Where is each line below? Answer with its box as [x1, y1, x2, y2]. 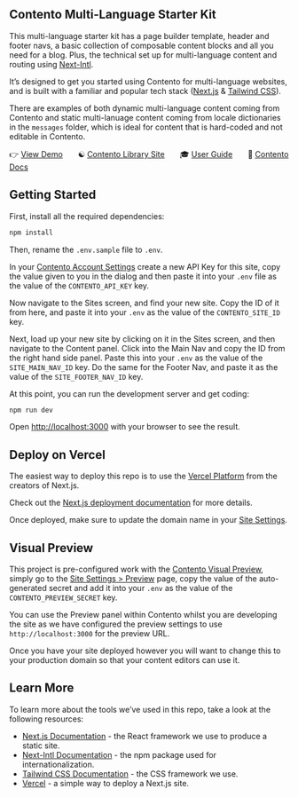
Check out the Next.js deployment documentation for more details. [9, 497, 253, 509]
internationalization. [21, 759, 95, 769]
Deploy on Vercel [9, 447, 106, 462]
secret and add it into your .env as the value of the [48, 583, 233, 593]
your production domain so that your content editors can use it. [9, 655, 240, 665]
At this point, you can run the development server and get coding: [9, 388, 250, 398]
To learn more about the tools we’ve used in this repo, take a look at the [9, 704, 271, 714]
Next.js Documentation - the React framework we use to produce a [21, 730, 268, 741]
